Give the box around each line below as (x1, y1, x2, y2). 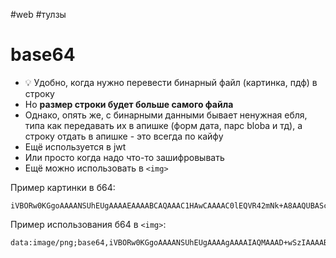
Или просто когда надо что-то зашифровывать (24, 151, 225, 163)
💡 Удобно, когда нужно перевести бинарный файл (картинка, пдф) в (24, 76, 318, 88)
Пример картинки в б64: (10, 181, 116, 193)
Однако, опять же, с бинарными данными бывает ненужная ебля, (24, 109, 308, 121)
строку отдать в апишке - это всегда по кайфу (24, 130, 224, 142)
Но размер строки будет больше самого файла (24, 98, 234, 110)
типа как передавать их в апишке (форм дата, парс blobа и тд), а (24, 119, 303, 131)
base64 (10, 44, 76, 66)
